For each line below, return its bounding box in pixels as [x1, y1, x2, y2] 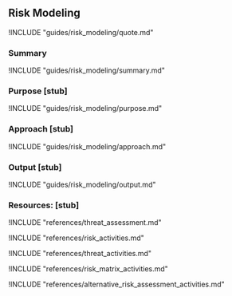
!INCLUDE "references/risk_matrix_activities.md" [8, 264, 169, 274]
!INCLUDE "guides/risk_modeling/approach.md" [8, 141, 166, 151]
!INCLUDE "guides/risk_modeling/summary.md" [8, 65, 166, 75]
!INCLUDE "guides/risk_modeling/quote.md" [8, 27, 154, 37]
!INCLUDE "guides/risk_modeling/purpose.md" [8, 104, 163, 113]
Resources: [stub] [8, 199, 80, 211]
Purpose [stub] [8, 85, 68, 97]
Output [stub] [8, 161, 62, 172]
